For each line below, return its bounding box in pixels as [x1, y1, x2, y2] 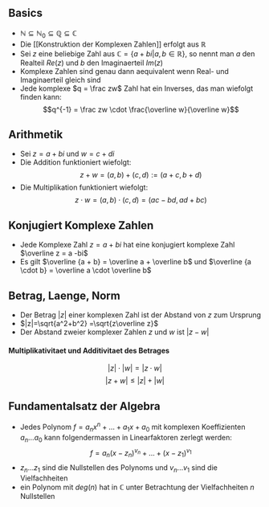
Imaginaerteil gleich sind [19, 75, 102, 84]
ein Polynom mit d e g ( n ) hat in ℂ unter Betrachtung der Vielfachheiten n [19, 482, 255, 492]
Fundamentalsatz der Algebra [8, 399, 161, 413]
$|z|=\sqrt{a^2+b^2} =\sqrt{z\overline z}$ [19, 319, 159, 329]
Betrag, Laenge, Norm [8, 288, 120, 302]
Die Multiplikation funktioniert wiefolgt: [19, 182, 149, 192]
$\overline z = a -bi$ [19, 248, 88, 258]
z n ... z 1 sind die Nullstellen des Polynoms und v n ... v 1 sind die [19, 462, 218, 474]
